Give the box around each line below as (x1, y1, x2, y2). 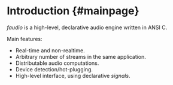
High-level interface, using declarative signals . (15, 72, 130, 79)
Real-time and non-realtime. (15, 46, 86, 54)
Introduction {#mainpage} (7, 4, 139, 18)
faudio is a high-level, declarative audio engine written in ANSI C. (7, 24, 168, 31)
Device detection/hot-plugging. (15, 65, 93, 73)
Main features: (7, 35, 43, 42)
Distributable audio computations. (15, 59, 99, 67)
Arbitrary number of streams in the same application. (15, 53, 146, 60)
